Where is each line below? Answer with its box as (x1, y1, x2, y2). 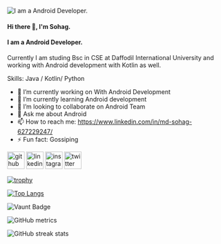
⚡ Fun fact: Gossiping (17, 135, 79, 143)
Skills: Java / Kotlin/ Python (7, 74, 85, 82)
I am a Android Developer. (7, 38, 83, 46)
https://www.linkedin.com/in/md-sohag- (77, 118, 192, 126)
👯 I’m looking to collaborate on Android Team (17, 102, 146, 111)
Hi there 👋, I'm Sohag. (7, 22, 71, 30)
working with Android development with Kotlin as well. (7, 61, 162, 69)
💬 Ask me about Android (17, 109, 87, 118)
